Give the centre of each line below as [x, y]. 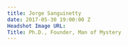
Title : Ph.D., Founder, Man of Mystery [64, 32]
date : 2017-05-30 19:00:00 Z [49, 20]
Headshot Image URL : [37, 26]
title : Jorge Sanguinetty [44, 13]
